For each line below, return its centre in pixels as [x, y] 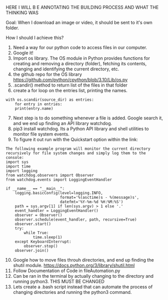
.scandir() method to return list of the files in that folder [70, 85]
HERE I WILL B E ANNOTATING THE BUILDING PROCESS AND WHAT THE [82, 7]
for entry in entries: [39, 104]
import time [18, 166]
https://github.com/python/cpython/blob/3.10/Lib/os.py [70, 80]
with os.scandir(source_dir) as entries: [50, 100]
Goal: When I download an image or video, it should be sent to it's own [79, 23]
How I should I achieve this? [35, 38]
